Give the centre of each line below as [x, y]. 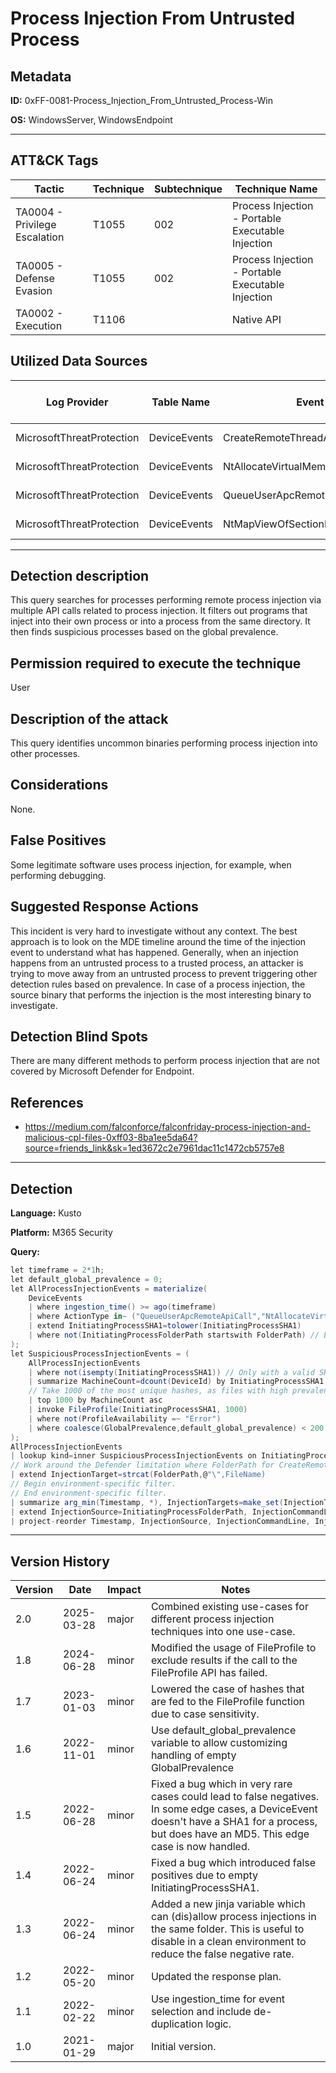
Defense [35, 278]
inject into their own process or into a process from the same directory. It [160, 621]
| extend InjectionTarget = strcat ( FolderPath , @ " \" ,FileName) [138, 1475]
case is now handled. [200, 1847]
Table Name [181, 402]
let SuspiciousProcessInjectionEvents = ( [100, 1353]
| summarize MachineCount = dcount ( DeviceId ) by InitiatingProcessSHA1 [176, 1382]
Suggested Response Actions [104, 907]
